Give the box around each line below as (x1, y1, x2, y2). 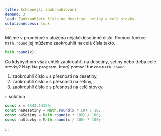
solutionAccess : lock (5, 21, 50, 26)
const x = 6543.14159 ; (5, 103, 52, 108)
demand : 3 (5, 12, 26, 17)
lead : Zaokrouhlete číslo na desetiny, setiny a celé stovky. (5, 16, 137, 21)
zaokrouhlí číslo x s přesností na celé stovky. (12, 84, 104, 90)
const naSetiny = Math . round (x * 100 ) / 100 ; (5, 112, 101, 117)
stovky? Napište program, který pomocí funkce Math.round (5, 64, 125, 70)
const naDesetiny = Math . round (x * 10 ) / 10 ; (5, 108, 101, 113)
